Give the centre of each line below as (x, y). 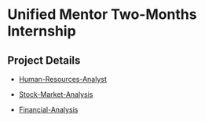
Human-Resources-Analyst (62, 79)
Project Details (44, 60)
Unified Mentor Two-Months (102, 15)
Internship (42, 31)
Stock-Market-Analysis (56, 94)
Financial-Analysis (48, 109)
